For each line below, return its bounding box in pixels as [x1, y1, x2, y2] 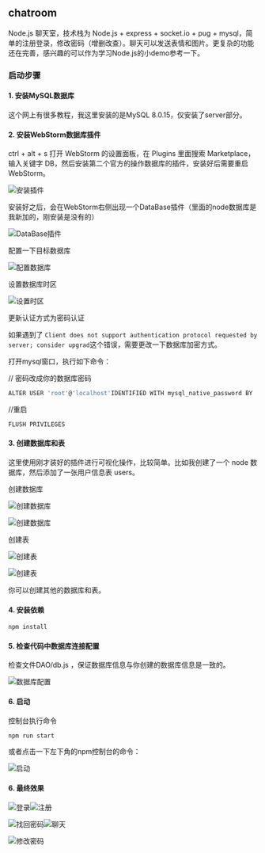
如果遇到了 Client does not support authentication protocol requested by [8, 330, 258, 340]
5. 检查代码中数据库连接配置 [8, 641, 100, 650]
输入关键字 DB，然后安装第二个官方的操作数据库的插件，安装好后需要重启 [8, 158, 249, 169]
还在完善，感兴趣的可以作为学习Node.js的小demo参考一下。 [8, 48, 204, 58]
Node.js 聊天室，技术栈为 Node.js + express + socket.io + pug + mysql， [8, 28, 246, 38]
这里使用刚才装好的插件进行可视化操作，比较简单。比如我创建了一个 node [8, 458, 249, 467]
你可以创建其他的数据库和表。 [8, 585, 105, 595]
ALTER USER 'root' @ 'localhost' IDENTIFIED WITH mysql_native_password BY [8, 390, 253, 398]
